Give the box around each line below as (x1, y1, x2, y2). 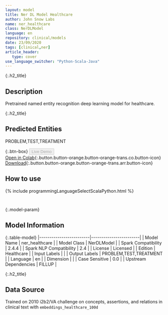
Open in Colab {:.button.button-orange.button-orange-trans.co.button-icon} (5, 154, 161, 161)
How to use (5, 175, 41, 183)
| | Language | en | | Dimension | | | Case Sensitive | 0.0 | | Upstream (5, 256, 146, 262)
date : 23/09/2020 (5, 40, 42, 45)
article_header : (5, 49, 39, 54)
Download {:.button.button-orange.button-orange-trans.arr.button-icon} (5, 160, 153, 166)
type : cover (12, 54, 37, 59)
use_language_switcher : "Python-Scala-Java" (5, 59, 100, 64)
